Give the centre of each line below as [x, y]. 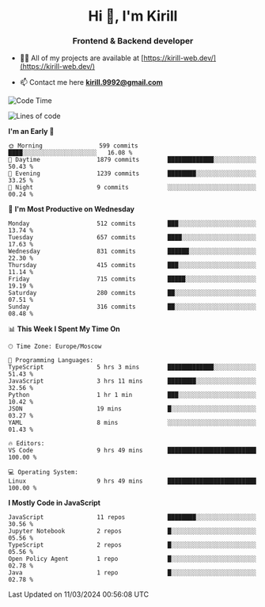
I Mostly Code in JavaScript [55, 503]
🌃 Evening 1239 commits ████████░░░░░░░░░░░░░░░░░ [132, 174]
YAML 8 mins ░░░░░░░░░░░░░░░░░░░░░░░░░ [132, 423]
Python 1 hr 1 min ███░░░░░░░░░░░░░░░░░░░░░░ [132, 395]
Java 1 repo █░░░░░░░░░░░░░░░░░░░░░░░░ [132, 573]
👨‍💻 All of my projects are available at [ [81, 58]
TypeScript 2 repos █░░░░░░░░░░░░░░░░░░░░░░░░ [132, 545]
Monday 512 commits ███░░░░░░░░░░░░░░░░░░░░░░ [132, 224]
